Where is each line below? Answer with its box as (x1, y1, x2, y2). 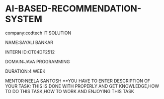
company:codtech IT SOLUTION (5, 30, 71, 36)
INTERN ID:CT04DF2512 (5, 49, 55, 55)
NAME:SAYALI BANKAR (5, 39, 54, 45)
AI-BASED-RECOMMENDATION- (5, 3, 142, 14)
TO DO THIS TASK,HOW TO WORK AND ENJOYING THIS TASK (5, 88, 134, 94)
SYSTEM (5, 13, 42, 25)
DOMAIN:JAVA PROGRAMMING (5, 58, 70, 64)
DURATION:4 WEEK (5, 68, 46, 74)
